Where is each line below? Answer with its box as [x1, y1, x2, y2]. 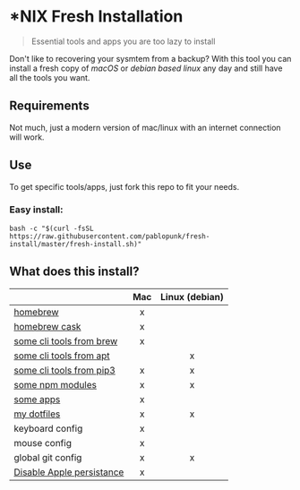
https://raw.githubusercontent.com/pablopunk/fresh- [9, 231, 210, 241]
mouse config [13, 436, 72, 449]
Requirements [9, 99, 90, 114]
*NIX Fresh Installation [9, 6, 184, 27]
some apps [13, 392, 61, 405]
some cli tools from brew [13, 334, 118, 347]
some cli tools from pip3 [13, 364, 116, 376]
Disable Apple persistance [13, 466, 124, 478]
